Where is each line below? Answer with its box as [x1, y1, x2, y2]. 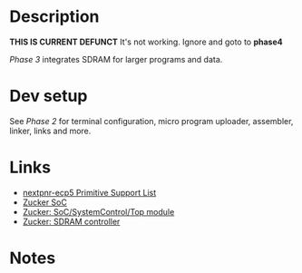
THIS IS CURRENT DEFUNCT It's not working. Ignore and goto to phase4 [9, 36, 283, 47]
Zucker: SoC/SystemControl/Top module [22, 206, 175, 217]
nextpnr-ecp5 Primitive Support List [22, 187, 157, 198]
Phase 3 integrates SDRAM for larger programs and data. [9, 54, 223, 64]
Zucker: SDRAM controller [22, 216, 121, 227]
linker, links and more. [9, 125, 92, 136]
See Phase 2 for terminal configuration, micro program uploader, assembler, [9, 115, 294, 126]
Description [9, 6, 100, 27]
